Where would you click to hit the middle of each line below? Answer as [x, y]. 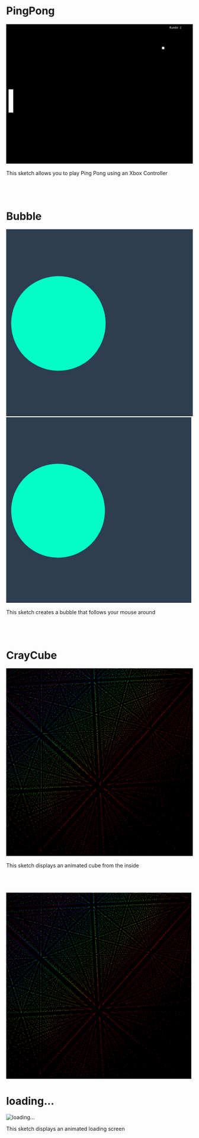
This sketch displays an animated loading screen [66, 1129]
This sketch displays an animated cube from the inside [73, 866]
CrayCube [32, 655]
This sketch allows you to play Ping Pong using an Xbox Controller [87, 173]
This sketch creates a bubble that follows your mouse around [81, 612]
